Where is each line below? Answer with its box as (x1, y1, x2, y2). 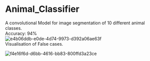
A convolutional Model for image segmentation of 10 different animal (5, 20, 145, 26)
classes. (5, 25, 22, 31)
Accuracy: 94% (5, 30, 37, 36)
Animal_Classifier (5, 3, 79, 15)
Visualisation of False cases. (5, 41, 64, 47)
